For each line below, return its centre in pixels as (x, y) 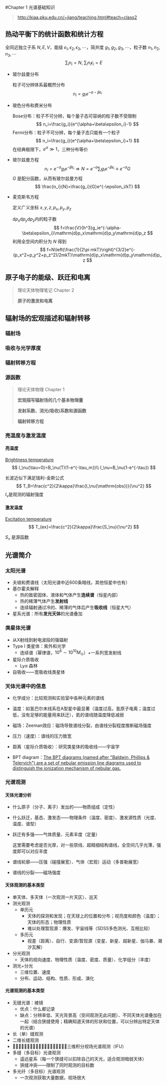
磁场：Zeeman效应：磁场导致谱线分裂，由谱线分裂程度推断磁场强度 (82, 725)
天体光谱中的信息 (26, 686)
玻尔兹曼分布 (25, 74)
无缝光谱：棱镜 (28, 1003)
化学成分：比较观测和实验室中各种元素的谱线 (58, 698)
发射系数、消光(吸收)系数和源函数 (52, 411)
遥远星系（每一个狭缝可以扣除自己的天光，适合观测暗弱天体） (83, 1059)
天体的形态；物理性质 (49, 922)
